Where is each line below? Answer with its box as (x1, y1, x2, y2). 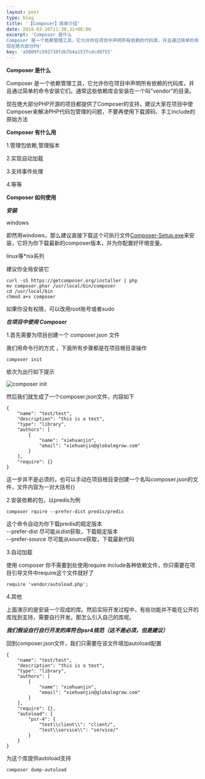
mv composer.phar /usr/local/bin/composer (6, 283, 116, 289)
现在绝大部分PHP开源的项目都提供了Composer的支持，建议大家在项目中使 (6, 100, 193, 107)
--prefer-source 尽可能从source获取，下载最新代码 (6, 535, 135, 542)
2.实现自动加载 (6, 154, 44, 162)
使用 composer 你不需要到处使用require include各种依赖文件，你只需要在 (6, 561, 190, 569)
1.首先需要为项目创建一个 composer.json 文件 (6, 331, 120, 338)
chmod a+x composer (6, 294, 56, 300)
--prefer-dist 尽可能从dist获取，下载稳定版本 (6, 528, 118, 535)
